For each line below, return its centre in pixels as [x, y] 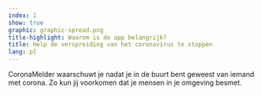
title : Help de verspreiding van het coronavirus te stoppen [111, 45]
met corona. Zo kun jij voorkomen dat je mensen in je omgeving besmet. [125, 82]
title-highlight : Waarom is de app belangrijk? [88, 37]
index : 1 [22, 15]
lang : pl [22, 52]
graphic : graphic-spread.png [56, 30]
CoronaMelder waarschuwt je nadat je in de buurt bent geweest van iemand [131, 74]
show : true [26, 23]
